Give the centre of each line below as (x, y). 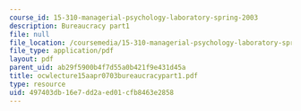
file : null (30, 34)
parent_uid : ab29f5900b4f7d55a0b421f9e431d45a (98, 68)
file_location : (38, 43)
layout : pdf (31, 59)
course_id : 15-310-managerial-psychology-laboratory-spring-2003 (133, 17)
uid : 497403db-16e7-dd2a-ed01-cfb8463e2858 (92, 92)
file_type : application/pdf (62, 51)
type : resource (38, 84)
